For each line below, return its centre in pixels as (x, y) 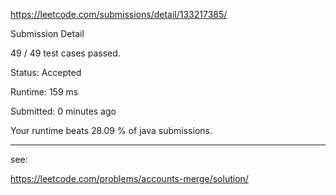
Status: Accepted (46, 72)
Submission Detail (47, 33)
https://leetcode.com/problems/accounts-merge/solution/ (129, 178)
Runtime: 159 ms (44, 92)
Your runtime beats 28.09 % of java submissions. (111, 130)
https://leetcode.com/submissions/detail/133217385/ (119, 14)
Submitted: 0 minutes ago (63, 111)
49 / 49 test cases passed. (65, 53)
